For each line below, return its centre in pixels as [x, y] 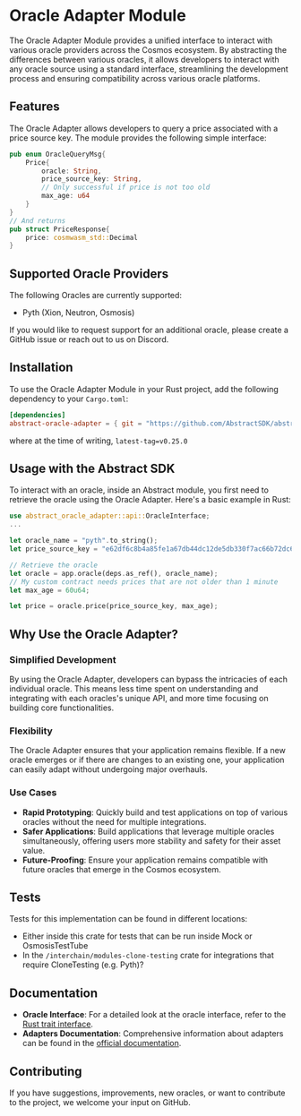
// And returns [38, 220]
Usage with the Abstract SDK [92, 469]
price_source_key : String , [92, 179]
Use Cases [33, 793]
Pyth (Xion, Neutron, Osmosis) [78, 313]
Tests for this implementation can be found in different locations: [129, 919]
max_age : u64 [66, 196]
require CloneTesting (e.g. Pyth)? [83, 965]
